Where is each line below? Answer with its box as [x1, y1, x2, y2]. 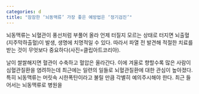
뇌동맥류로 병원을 [22, 81, 63, 88]
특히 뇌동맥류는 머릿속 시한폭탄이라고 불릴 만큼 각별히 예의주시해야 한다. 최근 [6, 74, 185, 81]
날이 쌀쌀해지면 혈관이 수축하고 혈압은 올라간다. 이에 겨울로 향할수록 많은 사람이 [6, 59, 191, 66]
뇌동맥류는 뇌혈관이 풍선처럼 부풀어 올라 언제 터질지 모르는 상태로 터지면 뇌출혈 [6, 31, 190, 39]
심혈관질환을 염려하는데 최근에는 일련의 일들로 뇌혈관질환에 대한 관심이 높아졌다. [6, 66, 193, 73]
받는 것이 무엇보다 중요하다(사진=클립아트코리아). [6, 46, 121, 54]
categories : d [6, 8, 42, 15]
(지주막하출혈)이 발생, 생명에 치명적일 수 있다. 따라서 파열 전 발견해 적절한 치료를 [6, 39, 193, 46]
